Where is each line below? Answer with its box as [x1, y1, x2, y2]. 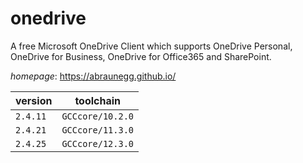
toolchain [74, 93, 122, 107]
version [15, 93, 53, 107]
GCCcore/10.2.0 [61, 110, 134, 122]
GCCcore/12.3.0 [61, 138, 134, 149]
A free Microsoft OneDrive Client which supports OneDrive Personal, [10, 40, 293, 52]
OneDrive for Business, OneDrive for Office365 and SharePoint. [10, 50, 272, 62]
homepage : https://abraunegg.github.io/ [10, 70, 177, 82]
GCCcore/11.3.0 [61, 124, 134, 136]
